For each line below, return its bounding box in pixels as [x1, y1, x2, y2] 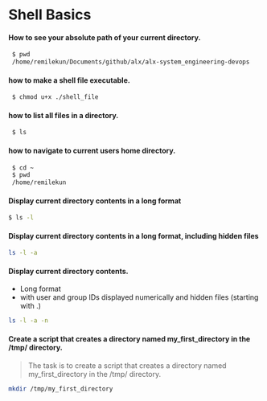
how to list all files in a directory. [8, 110, 119, 120]
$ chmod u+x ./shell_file [11, 93, 99, 101]
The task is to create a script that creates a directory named [27, 360, 227, 370]
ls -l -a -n [8, 317, 48, 325]
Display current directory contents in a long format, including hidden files [8, 231, 259, 240]
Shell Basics [8, 6, 92, 24]
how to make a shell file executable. [8, 75, 130, 85]
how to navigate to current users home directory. [8, 145, 176, 155]
